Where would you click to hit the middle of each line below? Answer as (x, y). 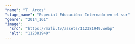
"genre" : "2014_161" (27, 19)
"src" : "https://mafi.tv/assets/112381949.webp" (62, 29)
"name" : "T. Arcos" (25, 10)
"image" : (14, 24)
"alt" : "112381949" (30, 33)
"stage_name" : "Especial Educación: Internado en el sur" (67, 15)
